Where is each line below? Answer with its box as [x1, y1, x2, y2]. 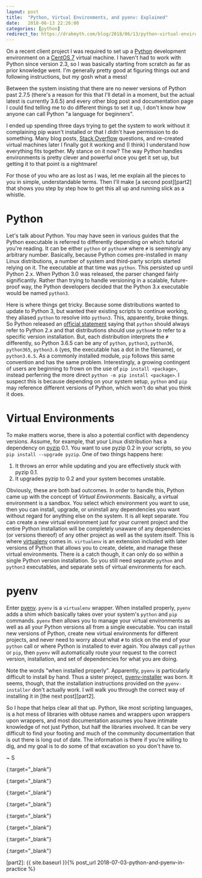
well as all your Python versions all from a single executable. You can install [6, 623, 193, 630]
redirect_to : [6, 31, 39, 37]
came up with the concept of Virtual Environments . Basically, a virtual [6, 493, 179, 500]
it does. [6, 391, 25, 398]
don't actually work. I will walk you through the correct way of [32, 686, 185, 693]
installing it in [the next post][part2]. [6, 692, 96, 700]
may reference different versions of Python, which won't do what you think [6, 384, 192, 391]
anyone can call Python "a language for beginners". [6, 111, 134, 118]
